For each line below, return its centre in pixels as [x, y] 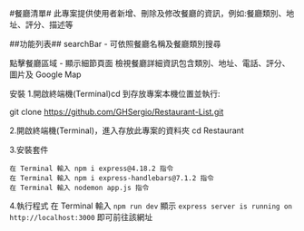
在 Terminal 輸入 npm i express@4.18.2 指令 [92, 168]
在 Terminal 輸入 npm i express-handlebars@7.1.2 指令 [112, 178]
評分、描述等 [49, 24]
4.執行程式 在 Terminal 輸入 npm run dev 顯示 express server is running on [151, 206]
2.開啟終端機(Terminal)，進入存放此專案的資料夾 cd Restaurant [127, 130]
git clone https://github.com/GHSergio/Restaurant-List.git [117, 112]
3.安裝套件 [29, 149]
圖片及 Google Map [45, 74]
